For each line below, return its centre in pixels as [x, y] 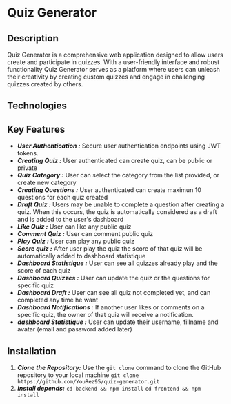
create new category [47, 183]
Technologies [37, 106]
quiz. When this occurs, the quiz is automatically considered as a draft [117, 212]
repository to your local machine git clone [78, 375]
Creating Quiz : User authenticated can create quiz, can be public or [114, 161]
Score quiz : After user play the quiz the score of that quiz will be [110, 249]
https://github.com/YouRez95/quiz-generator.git [88, 382]
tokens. [28, 153]
